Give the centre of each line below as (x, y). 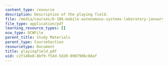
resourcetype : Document (30, 47)
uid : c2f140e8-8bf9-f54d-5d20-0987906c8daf (51, 56)
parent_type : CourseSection (34, 42)
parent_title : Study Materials (38, 38)
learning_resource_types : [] (35, 28)
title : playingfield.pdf (31, 51)
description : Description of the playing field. (57, 14)
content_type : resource (30, 10)
